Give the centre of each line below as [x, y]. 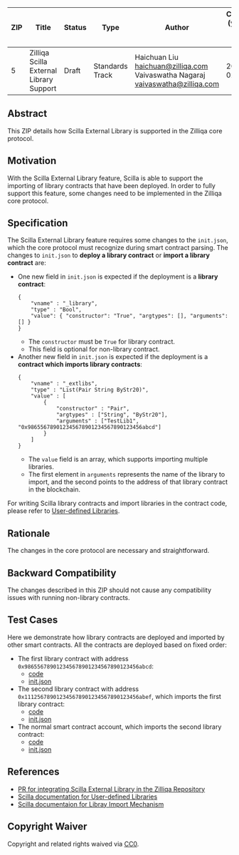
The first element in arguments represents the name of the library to [127, 475]
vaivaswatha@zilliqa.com [177, 84]
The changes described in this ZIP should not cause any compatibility [110, 590]
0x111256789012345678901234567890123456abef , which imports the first [119, 696]
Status [75, 27]
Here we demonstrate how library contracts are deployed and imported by [116, 637]
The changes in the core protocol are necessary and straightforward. [108, 551]
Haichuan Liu [157, 57]
